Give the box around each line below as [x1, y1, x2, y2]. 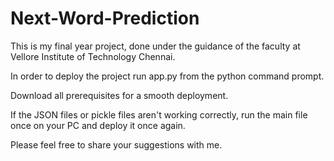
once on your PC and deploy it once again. [10, 119, 186, 131]
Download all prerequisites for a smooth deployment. [10, 89, 229, 101]
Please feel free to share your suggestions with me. [10, 138, 223, 151]
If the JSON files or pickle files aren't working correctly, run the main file [10, 108, 308, 121]
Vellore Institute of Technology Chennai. [10, 50, 176, 62]
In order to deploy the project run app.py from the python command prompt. [10, 70, 325, 82]
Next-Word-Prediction [10, 7, 200, 30]
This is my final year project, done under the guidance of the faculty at [10, 40, 301, 52]
